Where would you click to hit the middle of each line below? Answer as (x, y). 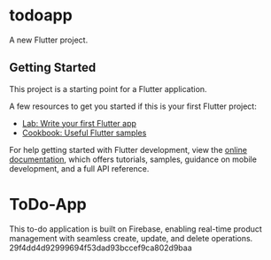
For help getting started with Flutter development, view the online (128, 149)
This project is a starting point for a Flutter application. (108, 88)
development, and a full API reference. (79, 168)
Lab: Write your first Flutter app (79, 123)
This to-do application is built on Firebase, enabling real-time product (136, 229)
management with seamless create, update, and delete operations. (131, 238)
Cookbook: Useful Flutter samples (84, 133)
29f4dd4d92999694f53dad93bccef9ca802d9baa (101, 248)
